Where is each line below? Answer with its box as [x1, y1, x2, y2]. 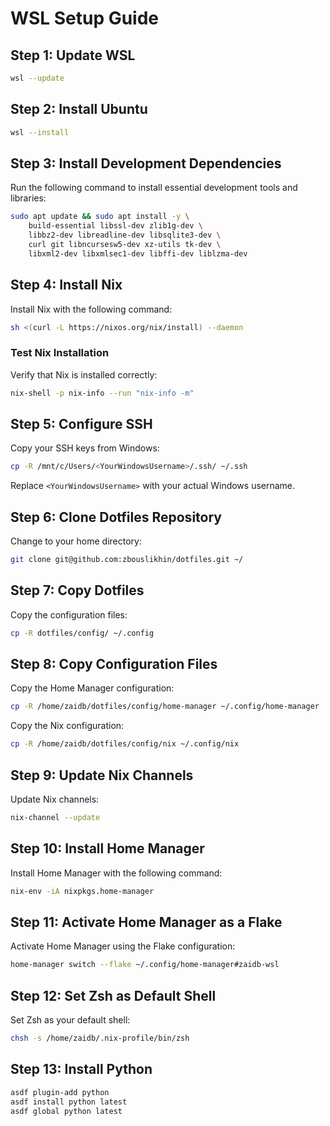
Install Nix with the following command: [10, 303, 173, 315]
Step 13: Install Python [10, 1061, 153, 1078]
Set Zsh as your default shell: [10, 1014, 131, 1026]
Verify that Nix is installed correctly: [10, 368, 158, 381]
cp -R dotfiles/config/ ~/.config [10, 628, 155, 638]
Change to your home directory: [10, 535, 142, 547]
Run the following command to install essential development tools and [10, 182, 298, 194]
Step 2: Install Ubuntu [10, 101, 148, 118]
